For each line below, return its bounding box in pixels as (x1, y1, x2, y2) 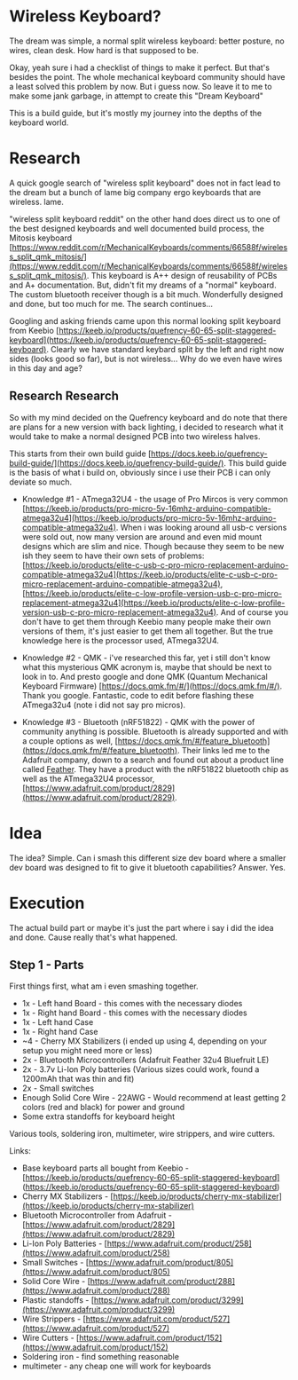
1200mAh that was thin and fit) (21, 1074, 135, 1084)
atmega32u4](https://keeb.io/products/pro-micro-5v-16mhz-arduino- (21, 512, 277, 523)
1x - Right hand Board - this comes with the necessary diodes (21, 1007, 247, 1018)
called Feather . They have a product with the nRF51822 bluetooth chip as (21, 763, 290, 774)
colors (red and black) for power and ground (21, 1102, 185, 1113)
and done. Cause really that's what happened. (9, 932, 178, 942)
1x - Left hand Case (21, 1017, 94, 1028)
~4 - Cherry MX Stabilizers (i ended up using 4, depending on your (21, 1036, 268, 1046)
